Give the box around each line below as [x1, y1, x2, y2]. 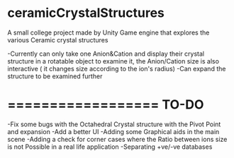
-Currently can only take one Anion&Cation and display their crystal [7, 49, 204, 58]
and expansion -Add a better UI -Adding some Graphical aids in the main [7, 127, 220, 135]
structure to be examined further [7, 72, 103, 80]
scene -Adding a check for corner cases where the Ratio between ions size [7, 135, 228, 143]
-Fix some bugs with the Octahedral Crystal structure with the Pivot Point [7, 120, 221, 128]
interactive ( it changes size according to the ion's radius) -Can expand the [7, 64, 226, 73]
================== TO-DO [7, 97, 204, 113]
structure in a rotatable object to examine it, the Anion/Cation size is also [7, 56, 220, 65]
